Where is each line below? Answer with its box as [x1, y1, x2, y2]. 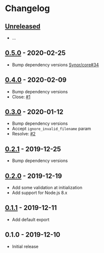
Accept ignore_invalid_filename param [12, 126, 91, 132]
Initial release [12, 243, 39, 249]
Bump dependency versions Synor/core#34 [12, 61, 99, 68]
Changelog [5, 3, 50, 14]
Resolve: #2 [12, 131, 36, 137]
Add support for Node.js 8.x [12, 190, 67, 196]
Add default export [12, 216, 50, 223]
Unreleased [5, 22, 41, 30]
